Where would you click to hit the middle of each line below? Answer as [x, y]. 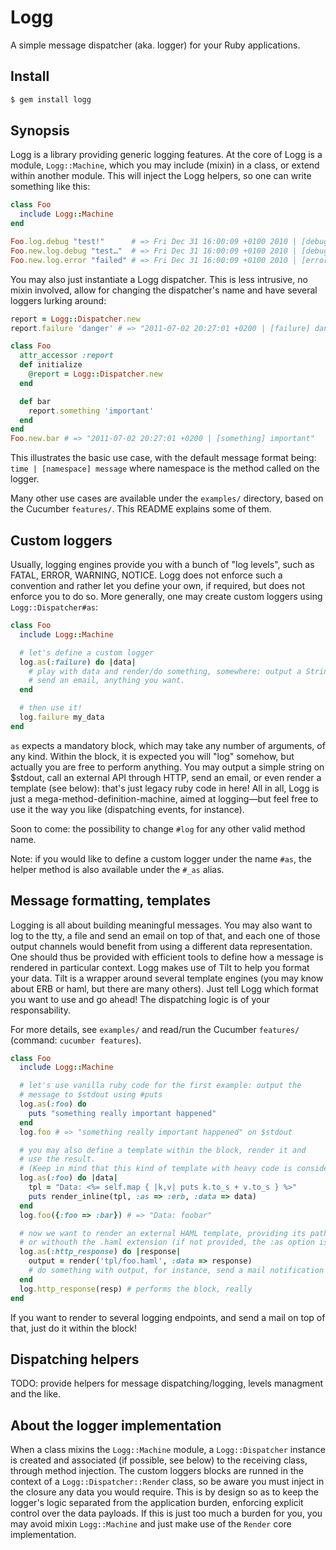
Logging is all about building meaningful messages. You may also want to [161, 925]
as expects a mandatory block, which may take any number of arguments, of [168, 745]
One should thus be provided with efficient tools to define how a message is [167, 957]
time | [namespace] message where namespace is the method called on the [165, 468]
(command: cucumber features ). [76, 1040]
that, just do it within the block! [73, 1328]
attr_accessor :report [66, 356]
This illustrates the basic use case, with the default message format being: [163, 458]
